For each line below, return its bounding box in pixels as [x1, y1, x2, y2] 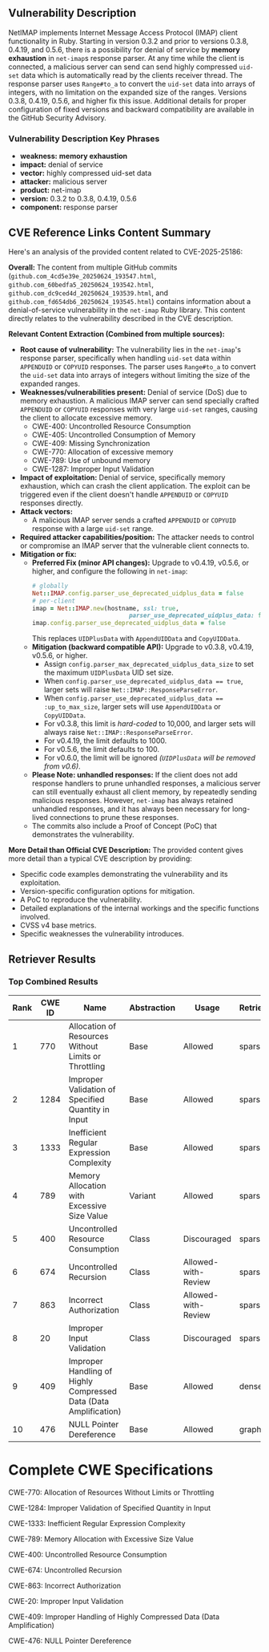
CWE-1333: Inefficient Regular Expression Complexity [8, 1518, 186, 1528]
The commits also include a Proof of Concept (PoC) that [31, 822, 218, 831]
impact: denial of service [19, 160, 103, 169]
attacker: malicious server [19, 177, 108, 187]
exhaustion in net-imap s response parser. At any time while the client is [8, 53, 245, 63]
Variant [129, 1190, 156, 1201]
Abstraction [129, 1002, 176, 1013]
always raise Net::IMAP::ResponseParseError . [43, 728, 194, 737]
